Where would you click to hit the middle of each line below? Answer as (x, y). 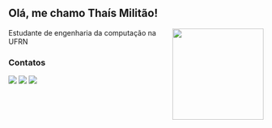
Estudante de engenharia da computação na (82, 32)
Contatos (27, 62)
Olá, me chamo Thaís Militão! (83, 13)
